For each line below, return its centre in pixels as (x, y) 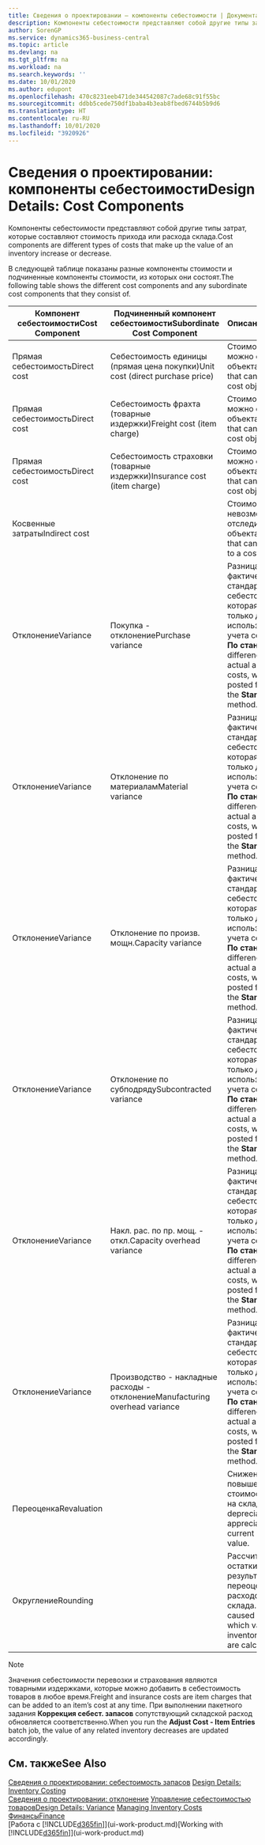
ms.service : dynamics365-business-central (79, 38)
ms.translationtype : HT (47, 112)
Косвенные (34, 523)
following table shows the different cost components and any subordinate (128, 285)
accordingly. (28, 1738)
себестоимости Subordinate (165, 323)
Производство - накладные (164, 1377)
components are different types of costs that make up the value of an (121, 244)
